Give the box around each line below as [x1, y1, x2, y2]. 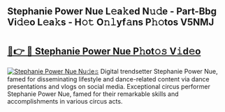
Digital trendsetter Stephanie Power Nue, [100, 67, 218, 75]
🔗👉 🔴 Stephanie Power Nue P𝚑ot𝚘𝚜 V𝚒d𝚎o [7, 45, 201, 57]
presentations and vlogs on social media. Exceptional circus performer [7, 83, 211, 90]
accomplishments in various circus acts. [7, 97, 123, 105]
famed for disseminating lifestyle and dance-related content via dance [7, 75, 210, 83]
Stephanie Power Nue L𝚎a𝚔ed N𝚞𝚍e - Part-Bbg [7, 6, 217, 17]
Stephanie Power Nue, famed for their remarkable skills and [7, 90, 180, 98]
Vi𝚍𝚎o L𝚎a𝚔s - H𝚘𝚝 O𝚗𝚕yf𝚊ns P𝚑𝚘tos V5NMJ [7, 17, 215, 29]
